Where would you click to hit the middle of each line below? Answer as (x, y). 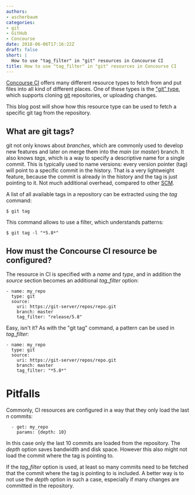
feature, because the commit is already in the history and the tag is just (92, 177)
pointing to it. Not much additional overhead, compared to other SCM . (90, 183)
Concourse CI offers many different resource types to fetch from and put (94, 83)
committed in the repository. (40, 486)
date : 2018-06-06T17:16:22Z (40, 45)
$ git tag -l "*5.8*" (32, 233)
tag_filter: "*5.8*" (42, 371)
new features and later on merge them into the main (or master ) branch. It (95, 152)
